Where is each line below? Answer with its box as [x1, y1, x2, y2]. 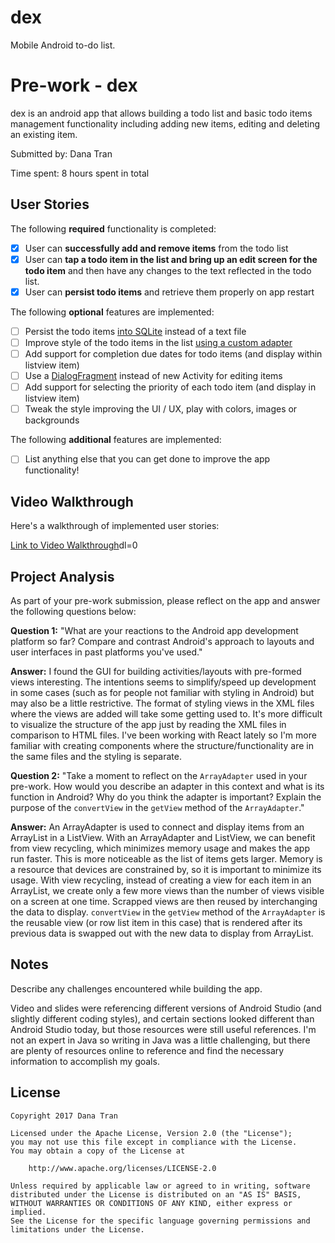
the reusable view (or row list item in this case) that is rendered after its [10, 916, 303, 928]
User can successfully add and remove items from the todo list [24, 242, 289, 254]
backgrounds [24, 414, 80, 426]
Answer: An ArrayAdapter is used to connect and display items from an [10, 821, 305, 833]
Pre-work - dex [10, 74, 138, 97]
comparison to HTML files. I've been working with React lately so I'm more [10, 729, 317, 741]
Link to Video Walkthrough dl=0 [10, 539, 138, 551]
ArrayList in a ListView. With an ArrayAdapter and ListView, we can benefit [10, 831, 316, 843]
